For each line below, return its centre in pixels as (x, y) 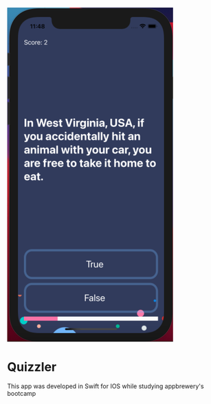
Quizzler (32, 367)
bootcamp (22, 393)
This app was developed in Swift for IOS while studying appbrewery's (105, 386)
